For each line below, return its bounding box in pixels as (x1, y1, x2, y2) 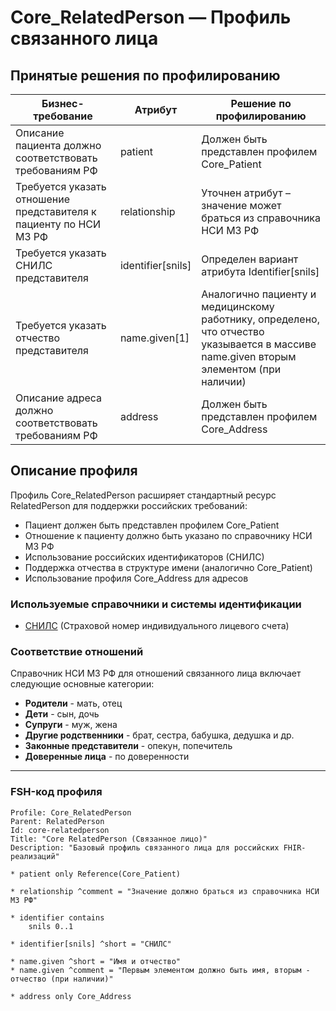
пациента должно (15, 139, 102, 152)
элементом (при (201, 362, 282, 376)
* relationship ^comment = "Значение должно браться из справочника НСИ (10, 886, 320, 896)
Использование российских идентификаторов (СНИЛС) (24, 551, 265, 563)
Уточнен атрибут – (201, 186, 292, 200)
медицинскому (201, 300, 275, 313)
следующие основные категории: (10, 678, 155, 690)
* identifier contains (10, 912, 105, 923)
